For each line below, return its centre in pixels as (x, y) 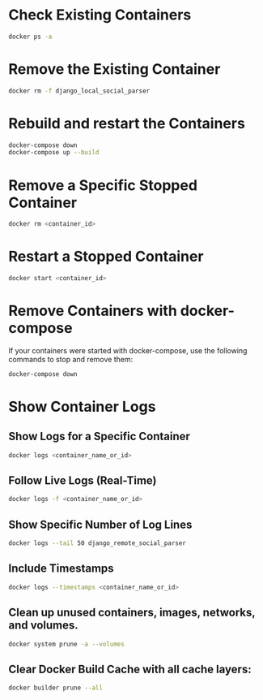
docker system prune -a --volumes (67, 644)
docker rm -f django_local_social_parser (79, 91)
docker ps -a (30, 37)
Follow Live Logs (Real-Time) (83, 481)
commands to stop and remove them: (71, 359)
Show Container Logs (82, 406)
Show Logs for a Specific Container (99, 436)
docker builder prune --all (56, 688)
